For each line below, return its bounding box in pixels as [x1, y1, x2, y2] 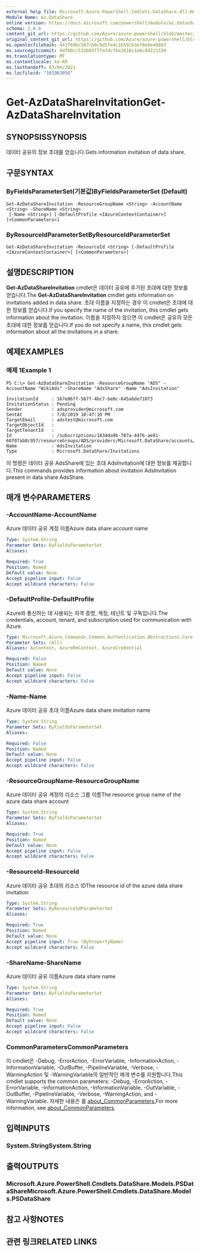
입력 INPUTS [6, 1123, 51, 1133]
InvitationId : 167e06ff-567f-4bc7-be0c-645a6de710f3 [6, 395, 153, 402]
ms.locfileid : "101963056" [6, 70, 73, 76]
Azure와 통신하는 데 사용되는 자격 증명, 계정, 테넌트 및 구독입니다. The [6, 609, 168, 616]
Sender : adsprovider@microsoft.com [6, 406, 124, 412]
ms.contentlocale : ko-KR [6, 59, 68, 65]
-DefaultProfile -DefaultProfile [6, 595, 94, 603]
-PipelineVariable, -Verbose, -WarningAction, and [32, 1091, 154, 1098]
